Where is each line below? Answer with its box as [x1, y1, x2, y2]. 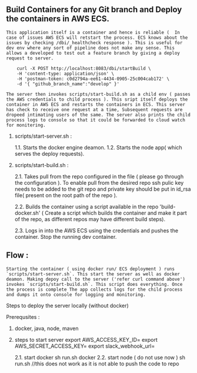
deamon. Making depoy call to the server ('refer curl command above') [6, 276, 185, 282]
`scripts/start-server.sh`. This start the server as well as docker [6, 271, 181, 277]
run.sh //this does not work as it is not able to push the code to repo [14, 360, 179, 367]
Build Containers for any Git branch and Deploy [6, 5, 182, 15]
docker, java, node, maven [14, 325, 79, 332]
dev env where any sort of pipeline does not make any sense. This [6, 45, 175, 51]
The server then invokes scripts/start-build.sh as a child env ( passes [6, 91, 191, 97]
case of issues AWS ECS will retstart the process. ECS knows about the [6, 35, 188, 41]
